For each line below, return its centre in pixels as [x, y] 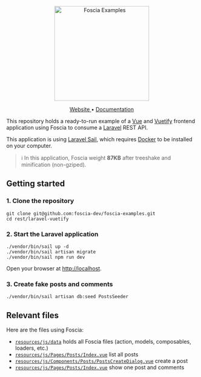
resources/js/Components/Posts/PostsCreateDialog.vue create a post [101, 361]
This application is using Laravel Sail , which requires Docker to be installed [99, 139]
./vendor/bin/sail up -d [38, 246]
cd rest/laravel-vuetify [38, 219]
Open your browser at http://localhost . [54, 268]
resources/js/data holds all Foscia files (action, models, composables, [103, 342]
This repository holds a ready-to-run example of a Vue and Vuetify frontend [101, 121]
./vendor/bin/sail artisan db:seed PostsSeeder [68, 297]
